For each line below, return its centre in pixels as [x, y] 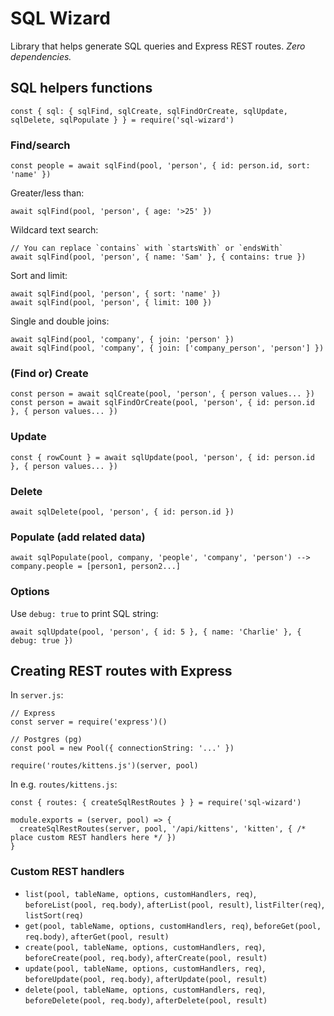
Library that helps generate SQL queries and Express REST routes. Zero [158, 46]
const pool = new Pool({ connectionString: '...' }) [122, 748]
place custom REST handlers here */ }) [93, 838]
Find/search [40, 145]
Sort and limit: [39, 276]
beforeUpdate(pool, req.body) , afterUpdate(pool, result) [146, 978]
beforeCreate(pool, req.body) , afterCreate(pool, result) [146, 957]
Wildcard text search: [54, 230]
